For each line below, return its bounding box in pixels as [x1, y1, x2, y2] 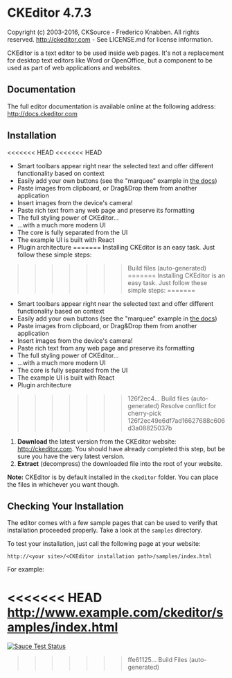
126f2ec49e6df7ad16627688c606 [127, 416, 225, 425]
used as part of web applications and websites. [7, 63, 142, 72]
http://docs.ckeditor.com [7, 109, 78, 118]
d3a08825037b [127, 423, 172, 432]
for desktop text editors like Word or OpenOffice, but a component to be [7, 56, 213, 64]
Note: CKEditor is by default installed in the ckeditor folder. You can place [7, 473, 219, 481]
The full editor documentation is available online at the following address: [7, 102, 216, 111]
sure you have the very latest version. [17, 452, 125, 460]
